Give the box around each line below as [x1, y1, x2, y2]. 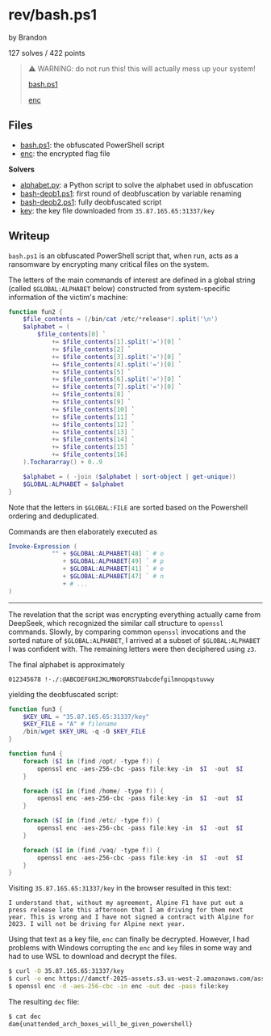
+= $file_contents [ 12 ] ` [51, 421, 135, 429]
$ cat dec [8, 1013, 42, 1021]
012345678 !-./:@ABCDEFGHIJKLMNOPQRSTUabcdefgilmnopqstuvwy [8, 675, 215, 683]
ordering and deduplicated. [8, 511, 99, 521]
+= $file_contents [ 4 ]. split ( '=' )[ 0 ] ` [51, 360, 182, 369]
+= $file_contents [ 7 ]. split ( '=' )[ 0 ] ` [51, 383, 182, 391]
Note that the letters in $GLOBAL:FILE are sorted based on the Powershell [8, 502, 248, 512]
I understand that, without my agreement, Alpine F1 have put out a [8, 899, 244, 907]
